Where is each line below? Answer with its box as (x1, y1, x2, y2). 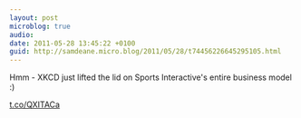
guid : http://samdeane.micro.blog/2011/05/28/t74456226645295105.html (9, 47, 282, 56)
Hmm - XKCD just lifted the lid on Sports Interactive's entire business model (9, 72, 293, 83)
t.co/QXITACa (9, 99, 61, 110)
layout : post (9, 13, 59, 23)
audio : (9, 30, 34, 39)
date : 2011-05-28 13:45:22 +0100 (9, 38, 136, 48)
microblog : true (9, 22, 71, 31)
